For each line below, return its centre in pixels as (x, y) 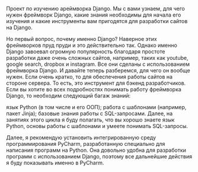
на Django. (19, 27)
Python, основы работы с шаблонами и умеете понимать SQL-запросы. (97, 126)
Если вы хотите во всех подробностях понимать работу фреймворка (94, 89)
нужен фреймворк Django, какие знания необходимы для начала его (94, 15)
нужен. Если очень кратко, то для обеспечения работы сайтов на (90, 77)
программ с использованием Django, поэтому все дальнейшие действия (99, 156)
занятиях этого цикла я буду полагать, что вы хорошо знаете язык (90, 120)
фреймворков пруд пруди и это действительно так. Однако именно (92, 45)
